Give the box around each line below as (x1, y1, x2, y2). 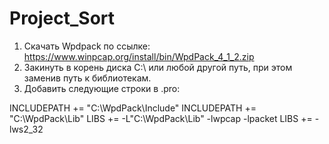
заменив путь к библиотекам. (23, 72, 152, 84)
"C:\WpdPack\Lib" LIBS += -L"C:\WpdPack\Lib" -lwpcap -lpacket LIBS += (9, 112, 313, 124)
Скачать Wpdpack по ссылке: (23, 40, 151, 52)
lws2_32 (9, 123, 44, 135)
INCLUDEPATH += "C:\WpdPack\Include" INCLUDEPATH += (9, 102, 257, 114)
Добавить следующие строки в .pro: (23, 82, 181, 94)
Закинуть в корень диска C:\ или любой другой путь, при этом (23, 61, 293, 73)
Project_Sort (9, 7, 116, 30)
